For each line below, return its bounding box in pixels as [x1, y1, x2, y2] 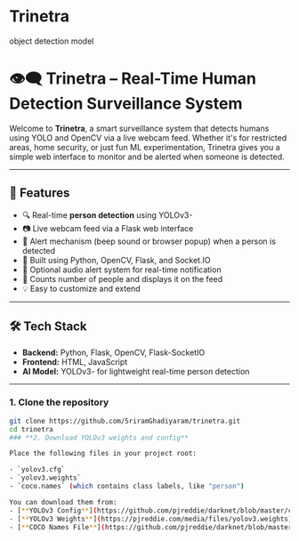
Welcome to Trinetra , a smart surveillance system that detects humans [9, 123, 270, 133]
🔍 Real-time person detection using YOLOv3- [21, 209, 193, 220]
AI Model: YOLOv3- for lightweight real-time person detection [21, 366, 250, 376]
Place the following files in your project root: [9, 449, 198, 458]
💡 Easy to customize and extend [21, 283, 141, 294]
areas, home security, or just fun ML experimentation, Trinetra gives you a [9, 141, 280, 152]
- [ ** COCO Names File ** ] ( [9, 522, 105, 531]
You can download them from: [9, 497, 117, 506]
